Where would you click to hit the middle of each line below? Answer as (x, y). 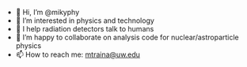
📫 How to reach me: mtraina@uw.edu (78, 54)
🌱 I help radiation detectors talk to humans (85, 29)
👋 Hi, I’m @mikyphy (47, 12)
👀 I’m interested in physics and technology (85, 20)
